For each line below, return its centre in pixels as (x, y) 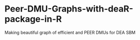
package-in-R (33, 19)
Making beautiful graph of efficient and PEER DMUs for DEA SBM (70, 32)
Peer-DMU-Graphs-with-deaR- (69, 9)
